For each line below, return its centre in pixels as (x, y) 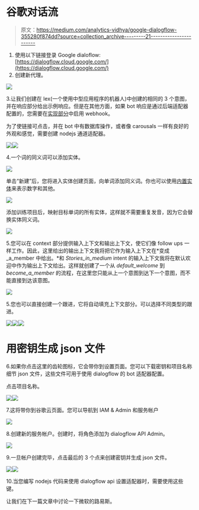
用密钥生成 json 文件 (56, 349)
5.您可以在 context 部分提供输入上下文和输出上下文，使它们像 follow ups (94, 243)
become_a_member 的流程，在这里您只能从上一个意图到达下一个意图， (93, 273)
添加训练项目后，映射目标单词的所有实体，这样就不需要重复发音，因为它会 (97, 212)
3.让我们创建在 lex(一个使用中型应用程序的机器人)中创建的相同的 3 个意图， (98, 98)
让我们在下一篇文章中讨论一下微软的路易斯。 (61, 501)
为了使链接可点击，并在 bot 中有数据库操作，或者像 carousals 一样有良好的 (98, 126)
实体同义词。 (27, 219)
